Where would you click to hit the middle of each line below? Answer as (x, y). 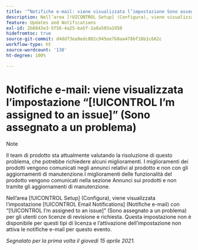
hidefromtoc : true (29, 34)
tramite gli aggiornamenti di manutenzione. (58, 186)
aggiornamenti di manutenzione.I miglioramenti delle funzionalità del (89, 174)
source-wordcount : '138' (37, 50)
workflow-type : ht (29, 45)
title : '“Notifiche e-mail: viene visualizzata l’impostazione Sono (92, 11)
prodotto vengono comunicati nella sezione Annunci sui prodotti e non (91, 180)
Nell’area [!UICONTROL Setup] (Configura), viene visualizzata (81, 198)
